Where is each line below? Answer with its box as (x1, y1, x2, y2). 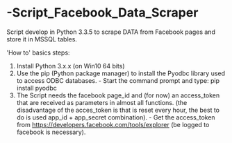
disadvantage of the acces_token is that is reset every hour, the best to (16, 106, 220, 114)
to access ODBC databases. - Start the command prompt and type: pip (16, 76, 220, 84)
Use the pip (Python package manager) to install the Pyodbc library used (16, 69, 226, 77)
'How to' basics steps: (6, 48, 70, 57)
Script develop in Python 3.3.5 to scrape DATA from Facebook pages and (6, 28, 216, 36)
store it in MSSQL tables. (6, 35, 78, 43)
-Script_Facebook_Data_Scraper (6, 5, 199, 21)
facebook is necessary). (16, 128, 86, 136)
